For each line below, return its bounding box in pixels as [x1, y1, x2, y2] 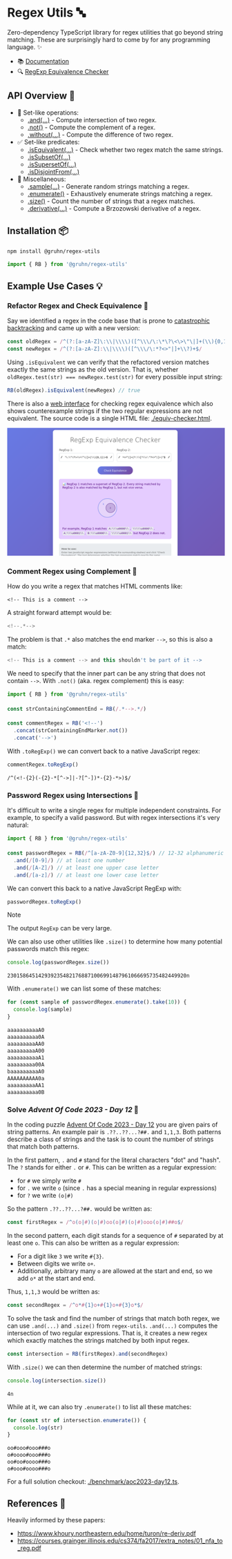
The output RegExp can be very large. [7, 924, 112, 932]
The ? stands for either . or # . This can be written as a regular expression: [7, 1163, 217, 1171]
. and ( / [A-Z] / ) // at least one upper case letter [13, 864, 159, 871]
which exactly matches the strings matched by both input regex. [7, 1336, 190, 1344]
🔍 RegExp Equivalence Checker [17, 67, 109, 75]
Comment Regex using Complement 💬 [7, 566, 137, 576]
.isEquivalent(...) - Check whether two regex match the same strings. [27, 145, 224, 153]
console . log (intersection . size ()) [7, 1377, 107, 1384]
